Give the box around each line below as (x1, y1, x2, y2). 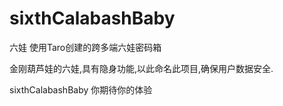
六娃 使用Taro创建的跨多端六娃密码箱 (9, 41, 162, 53)
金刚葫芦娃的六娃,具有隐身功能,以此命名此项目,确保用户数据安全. (9, 62, 274, 74)
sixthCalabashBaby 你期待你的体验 (9, 83, 153, 96)
